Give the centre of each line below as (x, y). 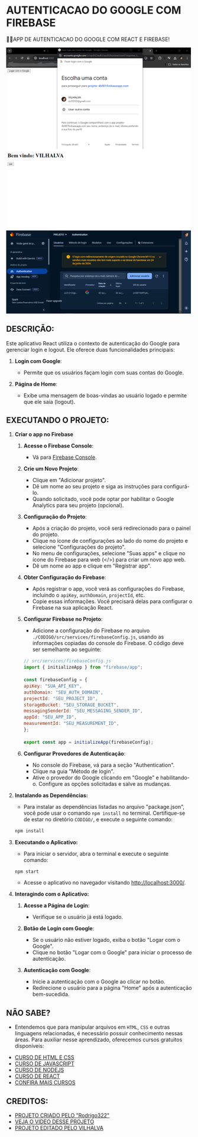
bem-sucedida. (51, 995)
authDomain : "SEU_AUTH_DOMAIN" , (63, 692)
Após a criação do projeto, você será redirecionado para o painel (111, 528)
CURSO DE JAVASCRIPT (45, 1064)
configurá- (177, 487)
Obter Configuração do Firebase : (65, 578)
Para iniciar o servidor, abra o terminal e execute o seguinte (96, 853)
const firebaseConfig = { (55, 680)
